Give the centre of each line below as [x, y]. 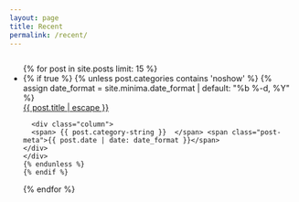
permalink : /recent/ [49, 35]
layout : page [34, 18]
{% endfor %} [49, 189]
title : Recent [37, 27]
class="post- [256, 133]
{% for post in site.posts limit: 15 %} [90, 69]
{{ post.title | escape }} [66, 108]
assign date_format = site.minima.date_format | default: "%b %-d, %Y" [156, 89]
